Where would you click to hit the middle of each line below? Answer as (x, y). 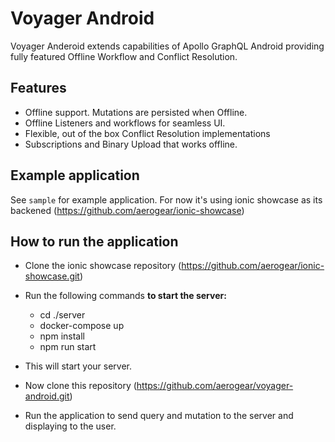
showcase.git (52, 276)
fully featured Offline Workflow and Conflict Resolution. (124, 56)
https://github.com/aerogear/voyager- (215, 386)
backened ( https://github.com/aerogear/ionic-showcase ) (127, 210)
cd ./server (62, 315)
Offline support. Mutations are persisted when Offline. (136, 112)
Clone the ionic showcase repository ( (103, 266)
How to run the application (94, 241)
